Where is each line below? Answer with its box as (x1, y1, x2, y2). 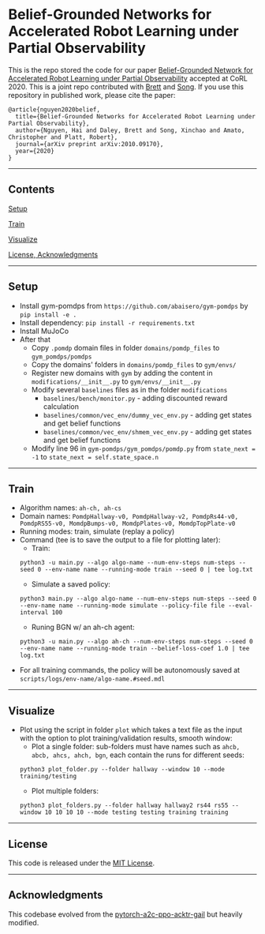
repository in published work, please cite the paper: (8, 90, 176, 99)
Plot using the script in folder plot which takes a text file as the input (19, 725, 243, 735)
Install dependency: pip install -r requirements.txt (19, 317, 196, 327)
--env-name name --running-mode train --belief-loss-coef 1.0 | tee (19, 645, 250, 653)
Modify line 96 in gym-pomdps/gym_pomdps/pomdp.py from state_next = (31, 444, 256, 453)
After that (19, 334, 51, 344)
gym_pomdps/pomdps (31, 353, 92, 361)
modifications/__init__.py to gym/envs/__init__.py (31, 377, 201, 386)
